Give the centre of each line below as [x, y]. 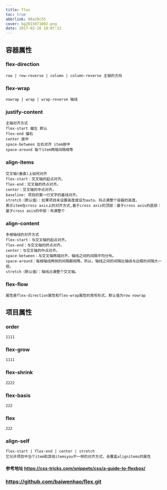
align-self [18, 441]
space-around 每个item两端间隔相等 [40, 150]
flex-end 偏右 [20, 134]
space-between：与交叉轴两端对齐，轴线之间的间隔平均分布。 [61, 256]
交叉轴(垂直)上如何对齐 [27, 174]
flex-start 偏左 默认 [27, 129]
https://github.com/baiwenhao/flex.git [53, 482]
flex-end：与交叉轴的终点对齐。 [35, 245]
